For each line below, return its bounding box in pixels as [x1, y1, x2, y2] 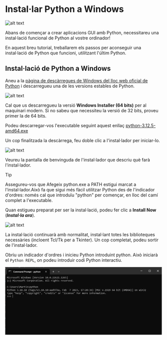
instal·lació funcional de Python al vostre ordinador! [5, 35, 111, 41]
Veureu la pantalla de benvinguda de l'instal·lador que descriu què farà [5, 157, 150, 163]
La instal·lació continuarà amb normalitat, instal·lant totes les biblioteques [5, 231, 155, 237]
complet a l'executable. [5, 197, 53, 203]
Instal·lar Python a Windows [5, 3, 124, 15]
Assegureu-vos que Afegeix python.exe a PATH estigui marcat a [5, 181, 137, 187]
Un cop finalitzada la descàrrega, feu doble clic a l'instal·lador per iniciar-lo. [5, 137, 160, 143]
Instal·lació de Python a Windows [5, 64, 111, 73]
